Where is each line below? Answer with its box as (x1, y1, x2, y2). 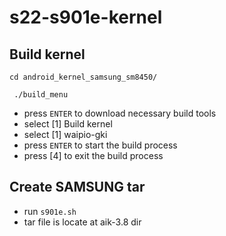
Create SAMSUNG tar (9, 179, 146, 196)
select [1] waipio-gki (23, 129, 108, 140)
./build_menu (13, 90, 69, 100)
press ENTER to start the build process (23, 139, 178, 151)
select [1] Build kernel (23, 118, 113, 130)
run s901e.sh (23, 205, 77, 217)
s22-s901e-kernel (9, 6, 163, 29)
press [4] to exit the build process (23, 150, 164, 161)
